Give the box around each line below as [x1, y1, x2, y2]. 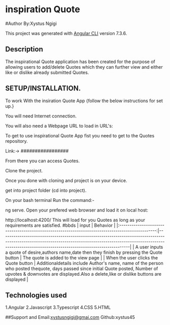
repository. [5, 138, 28, 144]
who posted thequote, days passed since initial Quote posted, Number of [5, 265, 158, 272]
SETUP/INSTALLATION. [5, 84, 81, 93]
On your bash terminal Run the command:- [5, 197, 95, 203]
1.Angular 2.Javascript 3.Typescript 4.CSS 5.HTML [5, 304, 111, 311]
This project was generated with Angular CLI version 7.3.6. [5, 30, 127, 36]
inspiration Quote [5, 4, 80, 15]
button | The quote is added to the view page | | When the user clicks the [5, 254, 158, 260]
